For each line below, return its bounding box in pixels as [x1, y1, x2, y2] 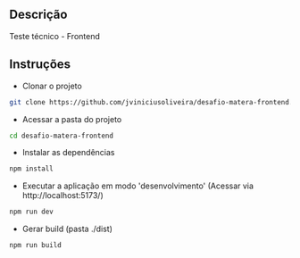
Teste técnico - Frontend [9, 30, 101, 41]
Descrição [9, 7, 68, 22]
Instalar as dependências [21, 147, 115, 158]
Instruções [9, 57, 71, 72]
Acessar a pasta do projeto [21, 113, 122, 124]
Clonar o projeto [21, 80, 82, 91]
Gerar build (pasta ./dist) [21, 223, 113, 235]
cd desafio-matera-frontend [9, 131, 114, 140]
